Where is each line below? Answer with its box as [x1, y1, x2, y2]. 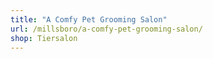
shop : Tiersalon [10, 33, 78, 43]
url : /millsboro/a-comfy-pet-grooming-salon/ [10, 24, 203, 34]
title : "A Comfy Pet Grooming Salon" [10, 14, 168, 25]
